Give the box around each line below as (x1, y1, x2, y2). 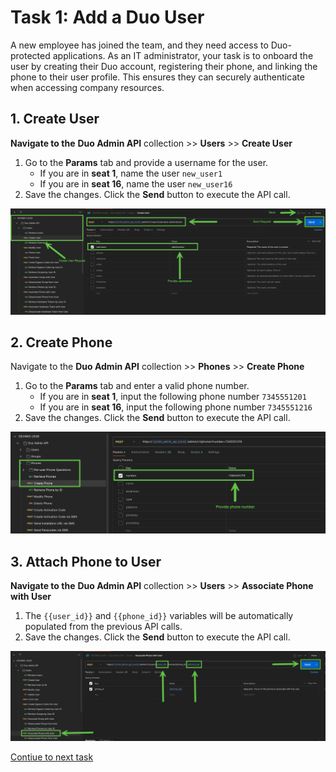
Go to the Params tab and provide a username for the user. (24, 156, 269, 168)
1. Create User (10, 111, 100, 128)
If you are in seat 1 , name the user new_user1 (39, 167, 223, 179)
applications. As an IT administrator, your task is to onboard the (52, 49, 314, 61)
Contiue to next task (10, 751, 94, 763)
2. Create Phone (10, 334, 113, 351)
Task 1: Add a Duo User (10, 6, 205, 29)
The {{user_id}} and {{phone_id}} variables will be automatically (24, 610, 294, 622)
